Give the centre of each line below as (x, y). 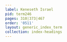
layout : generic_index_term (34, 28)
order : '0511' (20, 23)
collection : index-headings (34, 32)
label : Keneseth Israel (29, 9)
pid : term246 (18, 14)
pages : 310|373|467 (25, 18)
